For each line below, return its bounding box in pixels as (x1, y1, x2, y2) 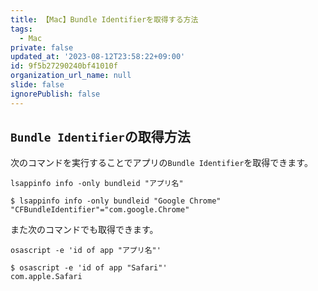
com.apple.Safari (10, 272, 83, 282)
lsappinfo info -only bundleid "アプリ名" (10, 179, 184, 189)
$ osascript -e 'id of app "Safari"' (10, 263, 168, 273)
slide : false (10, 80, 65, 90)
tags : (10, 24, 33, 34)
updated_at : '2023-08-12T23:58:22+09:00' (10, 52, 186, 62)
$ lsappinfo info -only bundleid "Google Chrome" (10, 196, 222, 206)
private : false (10, 42, 74, 53)
